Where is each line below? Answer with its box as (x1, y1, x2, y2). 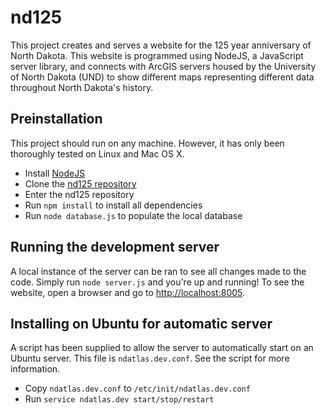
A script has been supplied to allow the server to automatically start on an (10, 342, 314, 354)
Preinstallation (10, 111, 103, 128)
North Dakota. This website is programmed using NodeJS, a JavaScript (10, 49, 304, 61)
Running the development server (10, 239, 220, 256)
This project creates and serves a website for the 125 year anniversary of (10, 39, 312, 51)
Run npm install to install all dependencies (24, 199, 203, 211)
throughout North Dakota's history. (10, 81, 154, 93)
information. (10, 363, 61, 375)
